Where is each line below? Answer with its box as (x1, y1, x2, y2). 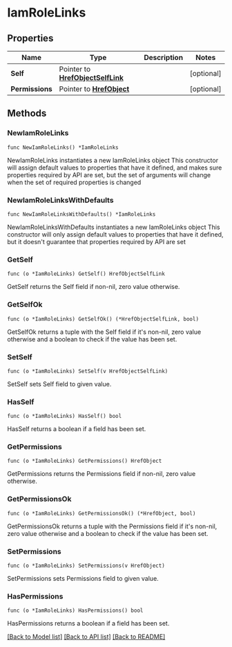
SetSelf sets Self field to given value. (7, 379, 112, 388)
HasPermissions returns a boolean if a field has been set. (7, 619, 170, 628)
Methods (7, 108, 47, 119)
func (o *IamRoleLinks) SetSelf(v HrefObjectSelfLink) (7, 368, 168, 375)
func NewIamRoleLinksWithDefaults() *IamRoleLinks (7, 210, 156, 218)
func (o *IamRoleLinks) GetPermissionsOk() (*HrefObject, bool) (7, 510, 196, 517)
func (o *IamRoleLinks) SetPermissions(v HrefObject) (7, 562, 166, 570)
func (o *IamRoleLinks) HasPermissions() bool (7, 607, 144, 615)
